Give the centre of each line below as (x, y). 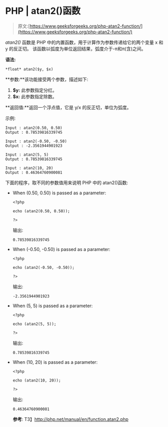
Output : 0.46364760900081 (34, 172)
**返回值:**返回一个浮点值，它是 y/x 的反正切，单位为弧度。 (68, 107)
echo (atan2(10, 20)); (37, 380)
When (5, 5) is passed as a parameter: (53, 306)
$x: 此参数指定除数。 (35, 96)
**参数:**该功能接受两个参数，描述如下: (47, 79)
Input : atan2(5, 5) (27, 155)
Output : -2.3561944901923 (34, 146)
